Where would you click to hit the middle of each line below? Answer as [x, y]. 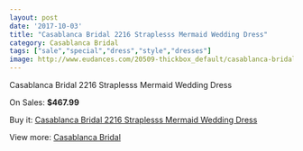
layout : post [34, 18]
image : [22, 59]
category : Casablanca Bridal [64, 43]
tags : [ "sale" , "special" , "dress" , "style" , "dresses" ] [110, 51]
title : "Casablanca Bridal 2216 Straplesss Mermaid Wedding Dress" [139, 34]
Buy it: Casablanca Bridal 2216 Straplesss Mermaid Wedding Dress [133, 120]
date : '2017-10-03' [46, 26]
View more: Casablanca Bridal [65, 137]
